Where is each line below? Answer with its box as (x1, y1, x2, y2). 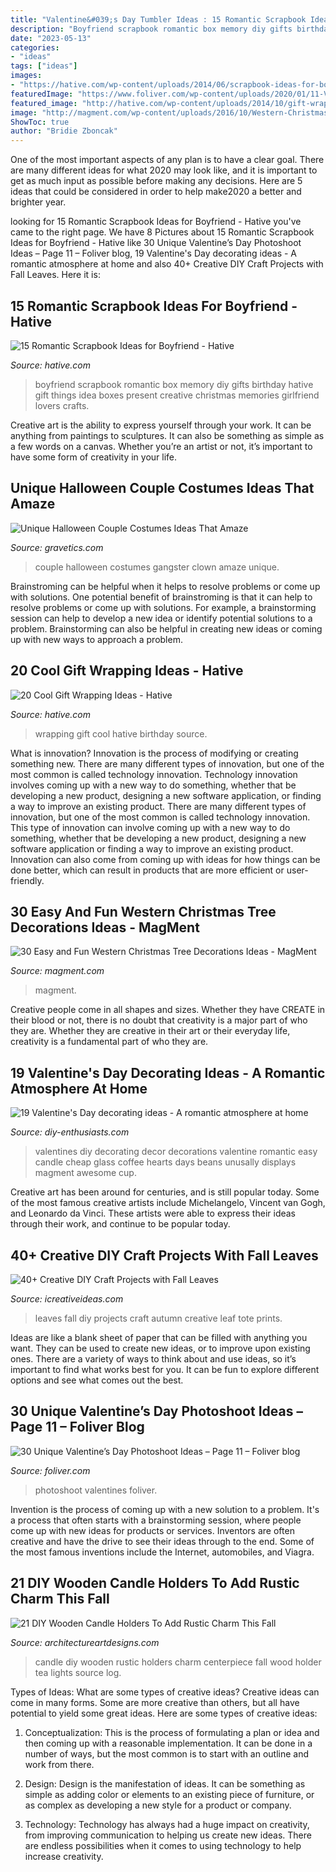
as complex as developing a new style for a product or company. (24, 1799, 292, 1811)
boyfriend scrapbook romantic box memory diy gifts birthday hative (34, 378, 314, 390)
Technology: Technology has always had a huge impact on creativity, (24, 1818, 310, 1830)
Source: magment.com (10, 965, 105, 977)
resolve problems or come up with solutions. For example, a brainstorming (10, 601, 317, 613)
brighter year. (10, 196, 67, 208)
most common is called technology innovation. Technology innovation (10, 768, 298, 780)
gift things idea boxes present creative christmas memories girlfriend (34, 389, 320, 401)
